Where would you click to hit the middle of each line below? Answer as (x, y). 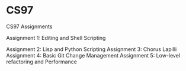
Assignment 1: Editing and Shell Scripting (56, 38)
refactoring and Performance (41, 62)
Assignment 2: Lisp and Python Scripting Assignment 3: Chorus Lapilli (92, 49)
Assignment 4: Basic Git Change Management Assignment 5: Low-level (93, 55)
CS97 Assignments (29, 26)
